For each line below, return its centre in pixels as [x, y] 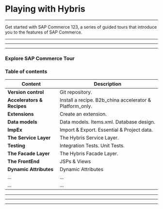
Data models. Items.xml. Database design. [107, 122]
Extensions [21, 114]
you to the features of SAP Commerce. [44, 32]
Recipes [17, 106]
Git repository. [76, 92]
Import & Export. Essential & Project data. [106, 130]
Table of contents [26, 71]
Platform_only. [76, 106]
